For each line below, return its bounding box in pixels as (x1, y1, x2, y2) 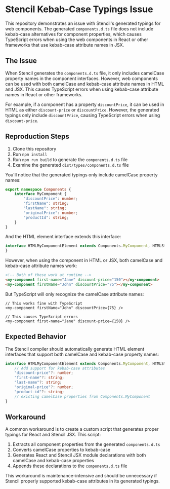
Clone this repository (12, 145, 57, 152)
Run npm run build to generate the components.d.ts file (12, 156, 128, 163)
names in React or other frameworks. (5, 91, 82, 97)
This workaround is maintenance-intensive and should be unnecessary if (5, 473, 157, 479)
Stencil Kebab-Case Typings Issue (5, 4, 153, 15)
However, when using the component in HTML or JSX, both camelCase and (5, 257, 163, 264)
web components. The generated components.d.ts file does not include (5, 25, 153, 31)
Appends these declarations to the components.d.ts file (12, 463, 127, 469)
